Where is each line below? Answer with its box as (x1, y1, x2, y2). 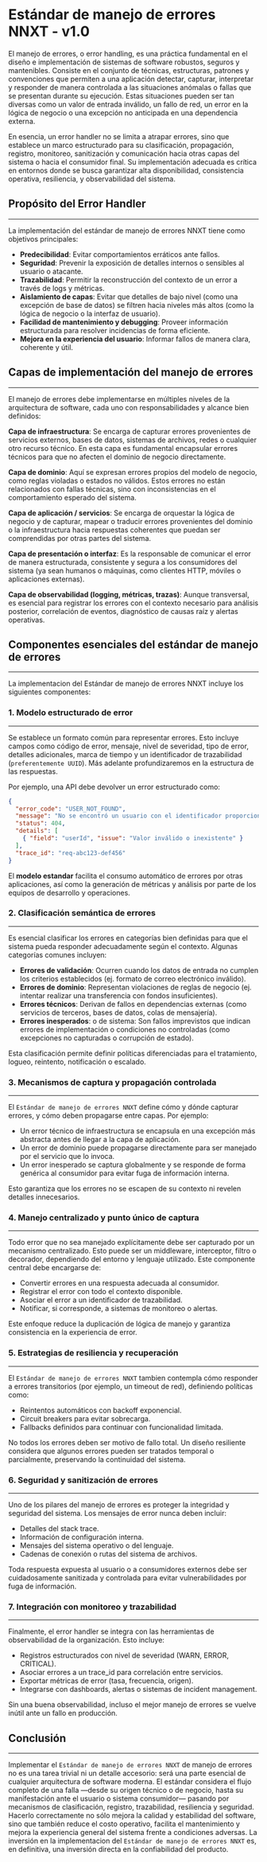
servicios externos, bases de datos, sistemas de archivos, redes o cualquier (8, 435, 257, 445)
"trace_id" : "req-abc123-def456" (15, 849, 126, 857)
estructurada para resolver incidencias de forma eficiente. (19, 325, 211, 335)
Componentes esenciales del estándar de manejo (8, 638, 259, 651)
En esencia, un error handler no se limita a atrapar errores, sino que (8, 131, 230, 141)
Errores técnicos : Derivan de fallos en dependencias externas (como (19, 999, 247, 1009)
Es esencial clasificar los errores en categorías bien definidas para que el (8, 933, 248, 943)
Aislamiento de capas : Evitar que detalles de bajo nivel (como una (19, 292, 238, 301)
